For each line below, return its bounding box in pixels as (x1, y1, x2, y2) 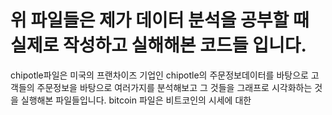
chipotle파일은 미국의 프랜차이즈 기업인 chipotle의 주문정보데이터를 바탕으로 (10, 69, 309, 81)
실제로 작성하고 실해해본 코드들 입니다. (10, 34, 307, 57)
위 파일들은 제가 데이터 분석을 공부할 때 (10, 9, 310, 32)
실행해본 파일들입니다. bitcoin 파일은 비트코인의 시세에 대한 (20, 94, 252, 106)
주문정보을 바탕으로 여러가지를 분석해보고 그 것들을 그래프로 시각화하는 (36, 81, 313, 93)
